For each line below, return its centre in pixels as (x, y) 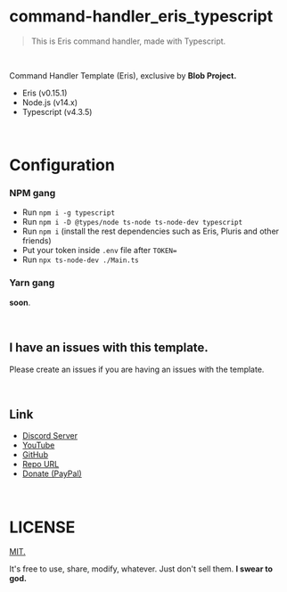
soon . (20, 302)
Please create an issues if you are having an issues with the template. (137, 369)
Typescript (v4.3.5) (57, 111)
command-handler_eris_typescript (141, 16)
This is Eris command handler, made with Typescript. (128, 41)
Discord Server (50, 436)
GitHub (35, 455)
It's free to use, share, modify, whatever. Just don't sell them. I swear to (141, 569)
